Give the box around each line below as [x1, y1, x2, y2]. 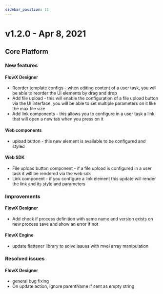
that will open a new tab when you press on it [12, 116, 103, 122]
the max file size [12, 106, 45, 112]
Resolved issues [5, 255, 45, 262]
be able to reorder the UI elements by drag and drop [12, 90, 117, 96]
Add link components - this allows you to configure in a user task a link [12, 111, 155, 117]
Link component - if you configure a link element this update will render [12, 176, 156, 181]
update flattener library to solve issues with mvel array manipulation [12, 243, 149, 249]
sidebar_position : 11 [5, 7, 49, 12]
